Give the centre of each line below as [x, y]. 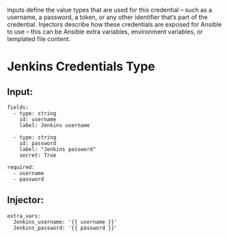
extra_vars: [24, 216]
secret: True [38, 155]
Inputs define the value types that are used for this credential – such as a [110, 10]
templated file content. [39, 39]
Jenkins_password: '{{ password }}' [65, 228]
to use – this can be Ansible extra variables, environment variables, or [105, 31]
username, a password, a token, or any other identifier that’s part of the [108, 17]
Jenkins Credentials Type [81, 67]
